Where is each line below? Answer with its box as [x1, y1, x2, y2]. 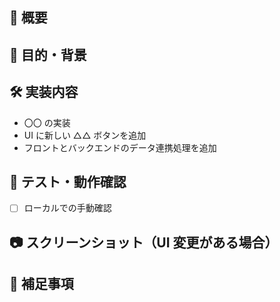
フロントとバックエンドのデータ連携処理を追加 [23, 141, 217, 153]
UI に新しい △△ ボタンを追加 [23, 129, 147, 141]
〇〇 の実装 [23, 116, 71, 128]
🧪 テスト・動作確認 [9, 173, 127, 190]
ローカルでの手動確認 [23, 202, 112, 214]
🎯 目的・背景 [9, 46, 87, 63]
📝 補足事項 [9, 276, 74, 293]
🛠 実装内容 [9, 84, 79, 101]
